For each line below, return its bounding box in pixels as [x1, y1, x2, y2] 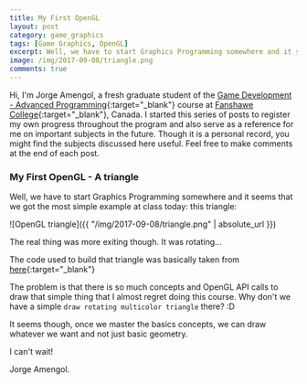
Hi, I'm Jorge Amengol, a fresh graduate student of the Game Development [9, 89, 292, 101]
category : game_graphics [9, 30, 104, 39]
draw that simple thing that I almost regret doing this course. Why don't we [9, 292, 291, 303]
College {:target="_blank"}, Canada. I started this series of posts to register [9, 109, 291, 120]
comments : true [9, 65, 68, 74]
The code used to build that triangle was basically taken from [9, 254, 240, 265]
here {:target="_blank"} [9, 264, 96, 275]
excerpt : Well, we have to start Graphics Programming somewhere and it [9, 48, 292, 57]
